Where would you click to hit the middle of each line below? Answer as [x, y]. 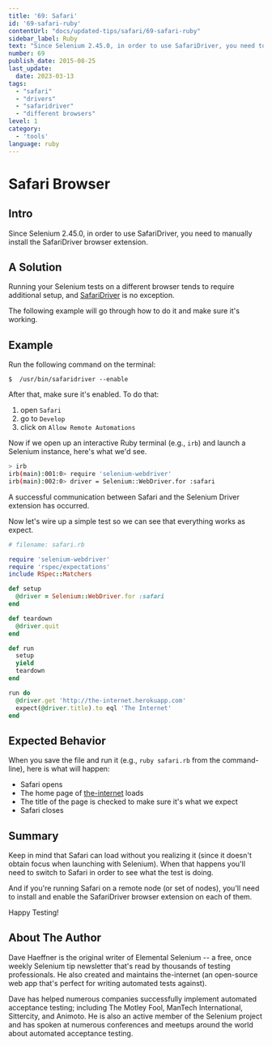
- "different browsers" [55, 114]
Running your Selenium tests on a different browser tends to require [121, 287]
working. [23, 320]
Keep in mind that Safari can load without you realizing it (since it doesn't [130, 855]
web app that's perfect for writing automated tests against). [108, 983]
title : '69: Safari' [43, 16]
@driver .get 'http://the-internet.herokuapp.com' [101, 700]
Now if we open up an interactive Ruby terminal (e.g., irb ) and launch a [127, 443]
